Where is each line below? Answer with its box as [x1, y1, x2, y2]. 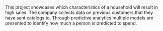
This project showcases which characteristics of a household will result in [5, 4, 158, 10]
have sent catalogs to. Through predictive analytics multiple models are [5, 15, 153, 20]
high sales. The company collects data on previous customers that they [5, 9, 153, 15]
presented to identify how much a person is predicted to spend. [5, 20, 137, 26]
